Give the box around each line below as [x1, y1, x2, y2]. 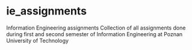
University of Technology [6, 37, 69, 44]
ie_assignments [6, 4, 87, 18]
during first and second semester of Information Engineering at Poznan [6, 30, 183, 37]
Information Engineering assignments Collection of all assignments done [6, 24, 186, 31]
